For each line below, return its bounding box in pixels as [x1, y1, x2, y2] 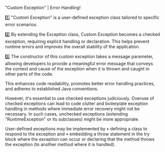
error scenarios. [5, 22, 38, 27]
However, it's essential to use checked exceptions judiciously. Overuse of [5, 95, 154, 101]
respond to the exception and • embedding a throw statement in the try [5, 131, 150, 137]
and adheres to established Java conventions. [5, 86, 99, 91]
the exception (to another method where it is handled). [5, 142, 116, 147]
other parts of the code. [5, 71, 54, 77]
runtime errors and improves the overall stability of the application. [5, 44, 140, 49]
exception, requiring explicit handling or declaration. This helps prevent [5, 38, 150, 44]
